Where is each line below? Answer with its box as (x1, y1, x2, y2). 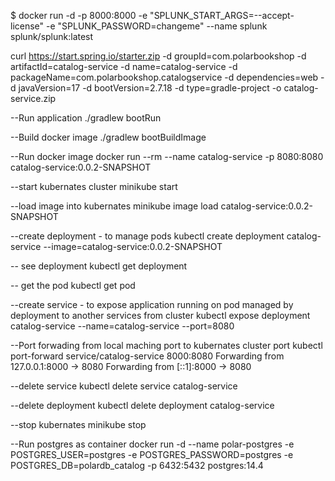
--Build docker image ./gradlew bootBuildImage (10, 131, 207, 143)
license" (10, 20, 45, 32)
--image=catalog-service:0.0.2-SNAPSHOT (43, 241, 223, 252)
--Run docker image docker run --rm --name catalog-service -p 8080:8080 (10, 151, 324, 162)
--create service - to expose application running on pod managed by (10, 299, 294, 310)
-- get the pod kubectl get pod (10, 280, 136, 291)
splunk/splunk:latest (10, 31, 94, 42)
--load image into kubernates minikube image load (10, 200, 219, 212)
